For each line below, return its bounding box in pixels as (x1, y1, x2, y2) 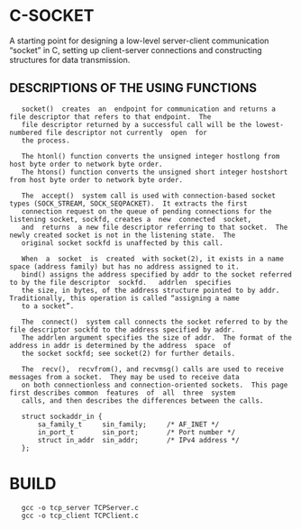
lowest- (255, 120, 284, 129)
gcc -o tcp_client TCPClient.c (21, 511, 140, 520)
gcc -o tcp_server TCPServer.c (21, 503, 140, 512)
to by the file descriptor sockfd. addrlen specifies (9, 278, 232, 287)
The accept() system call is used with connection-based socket (21, 191, 277, 200)
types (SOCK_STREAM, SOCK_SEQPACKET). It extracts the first (9, 199, 248, 208)
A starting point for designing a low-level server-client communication (9, 35, 269, 46)
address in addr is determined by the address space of (9, 341, 232, 350)
